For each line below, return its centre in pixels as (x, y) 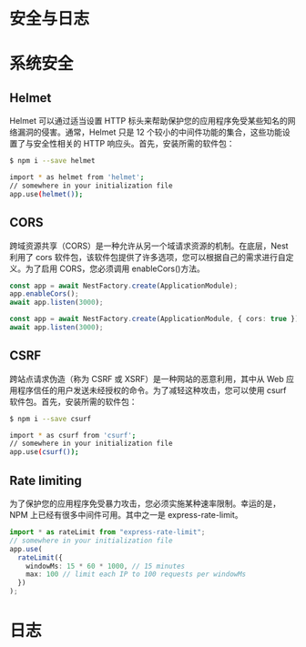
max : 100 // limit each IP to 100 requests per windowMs (136, 574)
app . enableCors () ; (44, 294)
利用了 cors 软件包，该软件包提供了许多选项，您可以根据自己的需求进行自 (148, 257)
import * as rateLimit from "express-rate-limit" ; (107, 532)
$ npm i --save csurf (51, 419)
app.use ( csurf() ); (44, 452)
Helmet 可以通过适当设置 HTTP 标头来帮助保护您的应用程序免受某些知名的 (149, 121)
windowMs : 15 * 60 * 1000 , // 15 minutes (105, 566)
